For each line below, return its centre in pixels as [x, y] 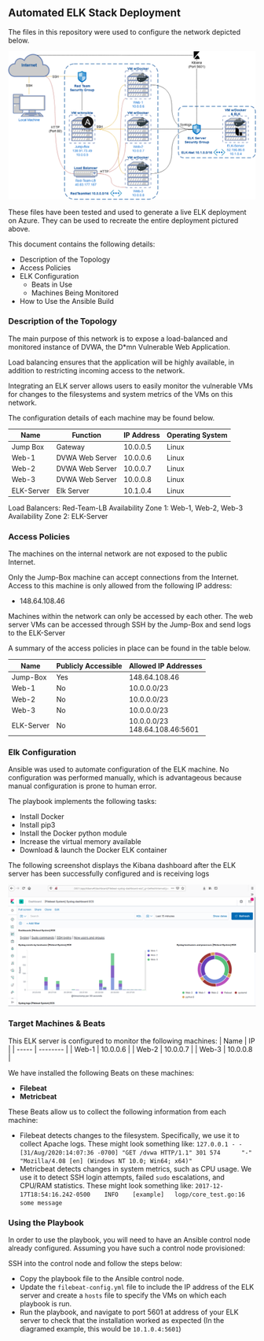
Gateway [70, 446]
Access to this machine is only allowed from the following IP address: [120, 586]
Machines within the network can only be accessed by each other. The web [131, 617]
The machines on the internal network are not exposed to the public [118, 554]
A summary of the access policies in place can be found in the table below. [130, 648]
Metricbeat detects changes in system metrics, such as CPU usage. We [136, 1169]
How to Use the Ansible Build [66, 301]
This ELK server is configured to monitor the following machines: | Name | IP [132, 1041]
